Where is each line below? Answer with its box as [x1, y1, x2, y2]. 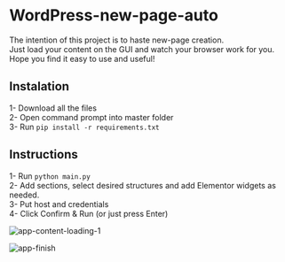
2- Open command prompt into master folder [9, 112, 174, 122]
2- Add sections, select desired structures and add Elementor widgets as [9, 180, 277, 190]
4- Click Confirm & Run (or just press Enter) [9, 208, 169, 219]
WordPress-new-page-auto [9, 5, 219, 26]
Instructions [9, 147, 78, 162]
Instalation [9, 79, 69, 94]
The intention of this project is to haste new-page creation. [9, 35, 225, 45]
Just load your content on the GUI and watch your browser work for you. [9, 43, 275, 54]
